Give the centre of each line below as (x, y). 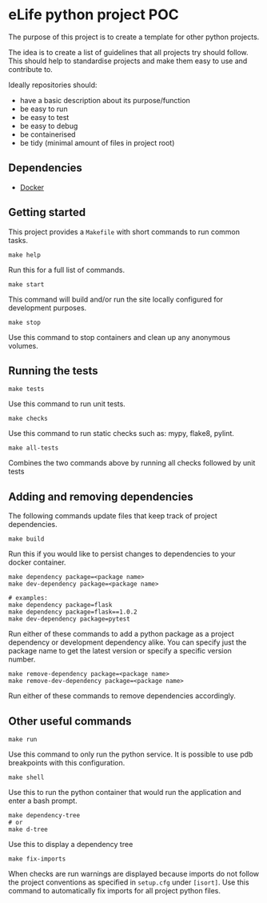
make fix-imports (37, 859)
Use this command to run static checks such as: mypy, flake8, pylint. (121, 434)
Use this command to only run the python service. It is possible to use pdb (131, 754)
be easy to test (44, 117)
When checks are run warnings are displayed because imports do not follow (134, 874)
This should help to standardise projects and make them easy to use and (128, 61)
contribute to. (31, 69)
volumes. (23, 346)
